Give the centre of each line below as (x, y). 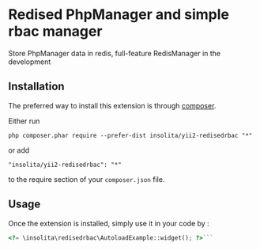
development (30, 62)
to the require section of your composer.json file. (87, 179)
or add (19, 150)
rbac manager (55, 31)
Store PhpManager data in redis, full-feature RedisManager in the (115, 53)
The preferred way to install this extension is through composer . (112, 105)
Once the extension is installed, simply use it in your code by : (109, 223)
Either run (24, 121)
